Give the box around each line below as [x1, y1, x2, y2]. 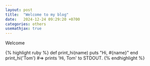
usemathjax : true [5, 26, 42, 31]
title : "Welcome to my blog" [5, 12, 69, 17]
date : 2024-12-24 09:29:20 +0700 [5, 17, 80, 22]
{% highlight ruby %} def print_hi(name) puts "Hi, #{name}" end [5, 50, 138, 56]
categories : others [5, 21, 46, 27]
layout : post [5, 7, 33, 13]
